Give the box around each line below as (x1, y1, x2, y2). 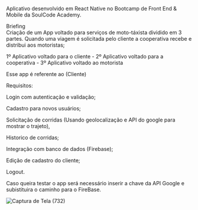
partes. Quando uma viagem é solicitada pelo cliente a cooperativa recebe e (6, 35, 192, 42)
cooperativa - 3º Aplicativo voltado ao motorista (6, 59, 124, 66)
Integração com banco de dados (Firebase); (6, 146, 113, 152)
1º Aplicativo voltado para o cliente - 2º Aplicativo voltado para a (6, 53, 164, 60)
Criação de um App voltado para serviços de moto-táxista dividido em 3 (6, 29, 182, 36)
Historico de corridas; (6, 134, 59, 141)
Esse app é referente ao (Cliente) (6, 71, 87, 77)
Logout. (6, 168, 25, 175)
